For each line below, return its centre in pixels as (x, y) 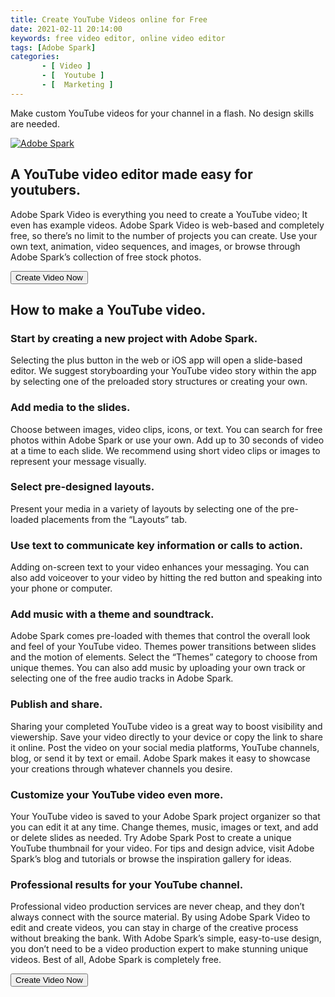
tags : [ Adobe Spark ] (53, 47)
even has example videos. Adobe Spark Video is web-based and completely (167, 225)
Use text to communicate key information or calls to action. (156, 545)
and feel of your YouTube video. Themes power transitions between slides (163, 647)
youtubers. (46, 190)
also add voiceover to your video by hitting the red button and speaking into (166, 578)
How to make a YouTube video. (108, 309)
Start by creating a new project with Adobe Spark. (134, 338)
